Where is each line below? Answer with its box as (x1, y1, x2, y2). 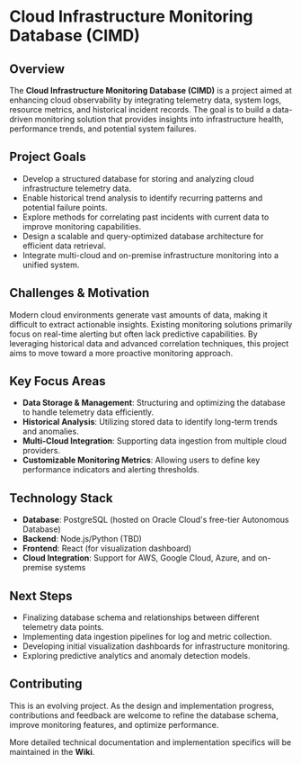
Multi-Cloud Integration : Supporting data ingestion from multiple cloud (22, 436, 288, 446)
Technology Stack (9, 490, 113, 506)
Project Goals (9, 149, 87, 165)
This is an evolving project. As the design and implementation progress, (9, 700, 275, 711)
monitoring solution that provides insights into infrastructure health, (34, 114, 285, 124)
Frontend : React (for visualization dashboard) (22, 543, 191, 554)
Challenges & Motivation (9, 285, 150, 301)
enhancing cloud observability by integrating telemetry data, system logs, (9, 94, 282, 105)
